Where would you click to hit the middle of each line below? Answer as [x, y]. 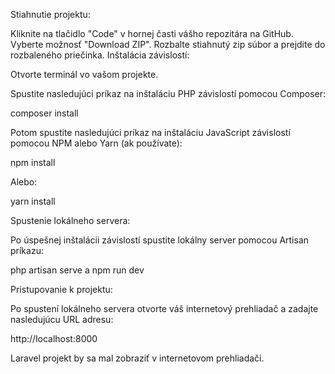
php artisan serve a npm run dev [77, 270]
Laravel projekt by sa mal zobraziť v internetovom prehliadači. [137, 358]
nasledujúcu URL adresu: [62, 319]
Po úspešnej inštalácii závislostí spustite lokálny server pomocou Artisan [160, 240]
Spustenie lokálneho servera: [70, 220]
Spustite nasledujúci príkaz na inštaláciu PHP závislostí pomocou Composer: [168, 93]
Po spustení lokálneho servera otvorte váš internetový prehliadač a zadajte [164, 308]
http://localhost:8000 [54, 338]
